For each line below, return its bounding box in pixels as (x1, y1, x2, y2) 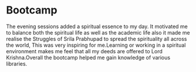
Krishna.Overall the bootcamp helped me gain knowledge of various (6, 54, 171, 61)
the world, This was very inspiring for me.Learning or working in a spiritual (6, 42, 186, 49)
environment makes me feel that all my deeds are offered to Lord (6, 47, 163, 54)
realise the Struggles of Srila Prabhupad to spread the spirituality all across (6, 35, 187, 42)
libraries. (6, 60, 28, 67)
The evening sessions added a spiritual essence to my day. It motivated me (6, 23, 188, 30)
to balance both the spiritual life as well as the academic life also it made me (6, 29, 190, 36)
